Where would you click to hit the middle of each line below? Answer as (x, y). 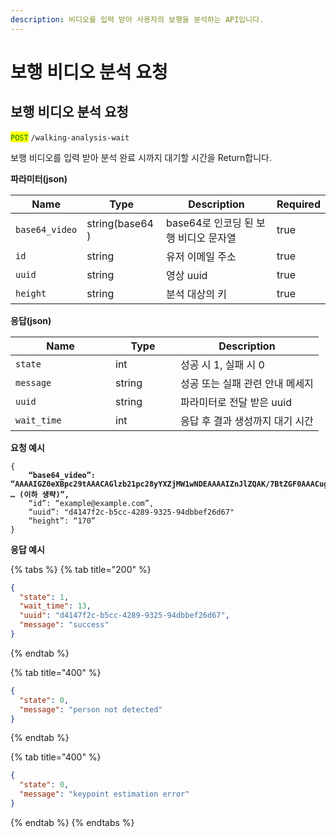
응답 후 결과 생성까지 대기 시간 (247, 421)
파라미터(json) (39, 178)
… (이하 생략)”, (40, 494)
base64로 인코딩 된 (210, 223)
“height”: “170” (62, 521)
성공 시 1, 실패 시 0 (222, 364)
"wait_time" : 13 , (55, 606)
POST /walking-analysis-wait (70, 137)
